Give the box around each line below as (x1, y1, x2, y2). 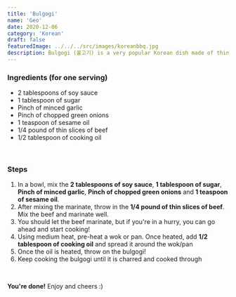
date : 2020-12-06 (7, 23, 58, 30)
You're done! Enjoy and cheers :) (7, 282, 103, 291)
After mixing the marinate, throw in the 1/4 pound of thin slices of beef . (17, 203, 225, 211)
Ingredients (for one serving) (7, 72, 108, 82)
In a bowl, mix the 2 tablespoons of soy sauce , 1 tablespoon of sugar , (17, 180, 223, 189)
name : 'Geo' (7, 17, 42, 24)
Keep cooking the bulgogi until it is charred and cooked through (17, 255, 202, 263)
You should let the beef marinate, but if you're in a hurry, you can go (17, 218, 216, 226)
